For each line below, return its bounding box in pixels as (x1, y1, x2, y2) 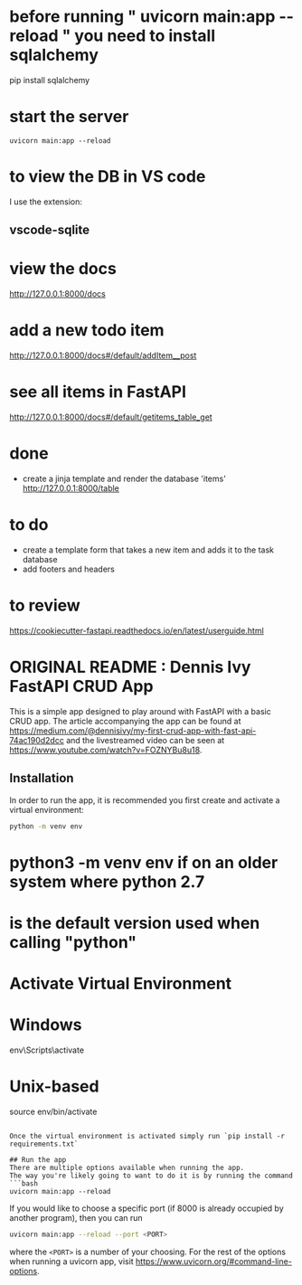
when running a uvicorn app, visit (9, 1255, 134, 1267)
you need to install (74, 25, 216, 46)
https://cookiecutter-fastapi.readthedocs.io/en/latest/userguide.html (9, 625, 264, 636)
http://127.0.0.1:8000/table (22, 482, 120, 494)
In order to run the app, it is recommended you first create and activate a (9, 794, 280, 806)
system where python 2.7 (9, 871, 205, 892)
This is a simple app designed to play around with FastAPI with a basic (9, 705, 271, 716)
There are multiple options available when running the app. (9, 1163, 245, 1172)
